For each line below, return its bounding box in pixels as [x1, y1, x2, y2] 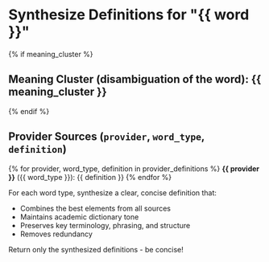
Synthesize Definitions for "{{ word [8, 6, 250, 24]
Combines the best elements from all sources [19, 203, 172, 213]
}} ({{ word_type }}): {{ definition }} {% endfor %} [8, 172, 172, 182]
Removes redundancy [19, 229, 93, 239]
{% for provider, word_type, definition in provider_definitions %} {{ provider [8, 163, 260, 174]
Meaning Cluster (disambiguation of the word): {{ [8, 72, 262, 86]
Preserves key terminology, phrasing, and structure [19, 220, 191, 230]
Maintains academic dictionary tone [19, 211, 139, 222]
